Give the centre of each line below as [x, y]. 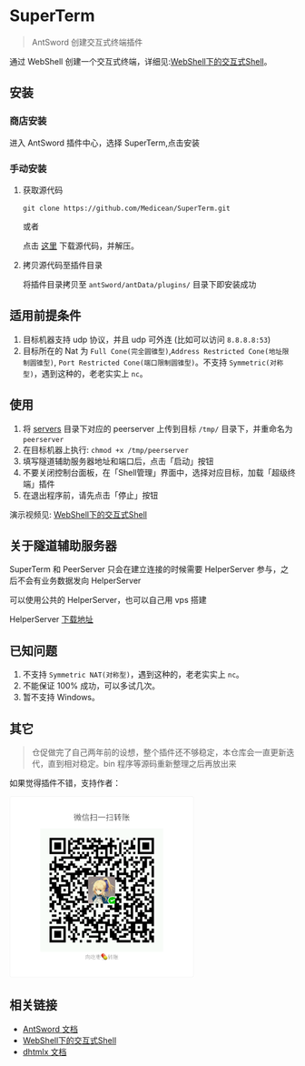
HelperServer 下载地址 [51, 619]
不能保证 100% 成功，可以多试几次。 [91, 686]
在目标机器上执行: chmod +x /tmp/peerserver [105, 449]
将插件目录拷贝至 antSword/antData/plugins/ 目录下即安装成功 [139, 284]
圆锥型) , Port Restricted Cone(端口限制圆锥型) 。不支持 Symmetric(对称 [157, 362]
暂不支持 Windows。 [61, 698]
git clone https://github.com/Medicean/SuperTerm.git [126, 208]
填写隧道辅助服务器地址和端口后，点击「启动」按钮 [118, 461]
